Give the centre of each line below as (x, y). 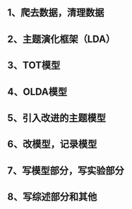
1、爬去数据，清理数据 (56, 13)
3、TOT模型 (34, 66)
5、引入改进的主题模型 (57, 118)
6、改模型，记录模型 (52, 144)
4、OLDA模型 (37, 92)
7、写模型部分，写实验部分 (66, 170)
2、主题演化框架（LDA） (61, 39)
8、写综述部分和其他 (52, 197)
